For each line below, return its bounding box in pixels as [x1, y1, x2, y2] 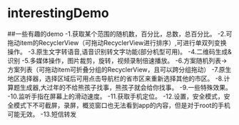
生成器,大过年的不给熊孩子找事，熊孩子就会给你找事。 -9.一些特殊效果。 [19, 83, 232, 91]
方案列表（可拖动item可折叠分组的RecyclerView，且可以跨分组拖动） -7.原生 [7, 65, 232, 74]
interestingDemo [7, 5, 109, 21]
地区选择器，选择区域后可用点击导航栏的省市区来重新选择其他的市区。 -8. [7, 74, 224, 83]
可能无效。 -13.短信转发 [7, 109, 77, 119]
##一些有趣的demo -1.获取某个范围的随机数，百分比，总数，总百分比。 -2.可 [7, 29, 233, 38]
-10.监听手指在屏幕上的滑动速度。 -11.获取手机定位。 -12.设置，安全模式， [7, 91, 225, 101]
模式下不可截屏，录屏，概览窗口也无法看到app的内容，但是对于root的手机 [13, 101, 230, 109]
